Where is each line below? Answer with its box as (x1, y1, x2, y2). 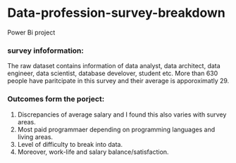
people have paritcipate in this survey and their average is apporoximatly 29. (7, 77, 230, 85)
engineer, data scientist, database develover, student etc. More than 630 (7, 69, 218, 78)
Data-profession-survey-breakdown (7, 5, 225, 21)
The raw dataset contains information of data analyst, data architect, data (7, 62, 221, 70)
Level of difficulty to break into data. (17, 140, 123, 148)
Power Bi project (7, 28, 56, 37)
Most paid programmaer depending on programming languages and (17, 125, 216, 133)
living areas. (17, 132, 54, 141)
